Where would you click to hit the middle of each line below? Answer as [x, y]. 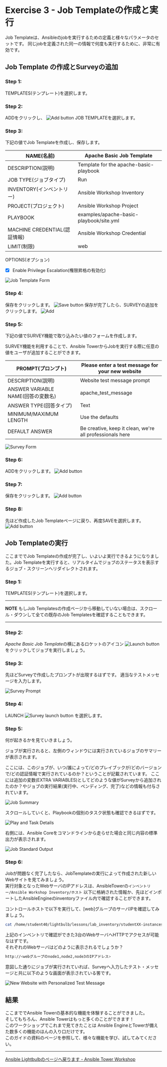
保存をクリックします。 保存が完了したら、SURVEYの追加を [82, 305]
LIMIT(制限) [21, 247]
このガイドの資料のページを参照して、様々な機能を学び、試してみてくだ [79, 1038]
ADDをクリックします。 [29, 471]
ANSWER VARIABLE [31, 389]
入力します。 [31, 681]
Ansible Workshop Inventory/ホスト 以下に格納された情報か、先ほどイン [84, 892]
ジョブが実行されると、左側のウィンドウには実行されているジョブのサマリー [83, 751]
